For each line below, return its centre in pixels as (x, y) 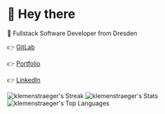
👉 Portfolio (24, 63)
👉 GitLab (21, 47)
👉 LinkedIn (24, 79)
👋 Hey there (41, 14)
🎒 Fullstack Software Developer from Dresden (72, 33)
